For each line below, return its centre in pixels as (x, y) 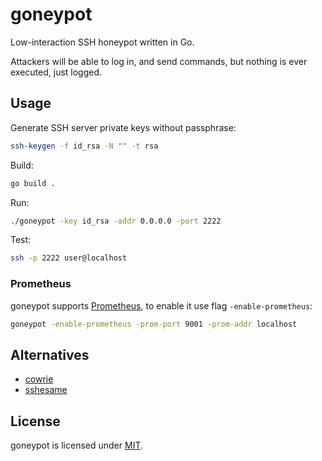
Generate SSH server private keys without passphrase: (123, 127)
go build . (33, 183)
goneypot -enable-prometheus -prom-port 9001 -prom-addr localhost (154, 324)
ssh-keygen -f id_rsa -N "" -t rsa (84, 146)
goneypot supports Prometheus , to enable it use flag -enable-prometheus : (161, 305)
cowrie (39, 379)
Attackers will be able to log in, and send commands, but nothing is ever (159, 61)
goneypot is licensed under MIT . (77, 445)
